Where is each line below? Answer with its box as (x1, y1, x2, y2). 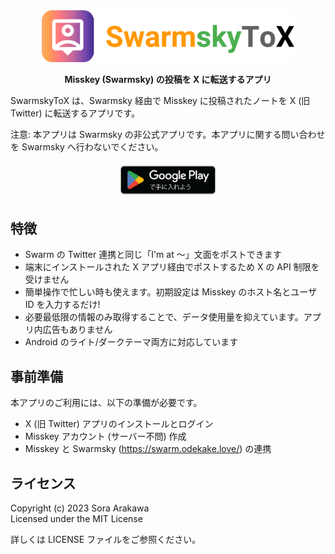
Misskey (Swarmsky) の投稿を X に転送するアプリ (64, 74, 272, 86)
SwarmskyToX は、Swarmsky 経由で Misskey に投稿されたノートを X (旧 (10, 95, 311, 107)
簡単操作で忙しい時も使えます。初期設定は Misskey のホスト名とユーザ (24, 286, 317, 298)
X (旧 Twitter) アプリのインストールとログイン (24, 418, 214, 430)
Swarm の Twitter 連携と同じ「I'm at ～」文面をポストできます (24, 249, 282, 261)
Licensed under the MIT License (10, 513, 143, 525)
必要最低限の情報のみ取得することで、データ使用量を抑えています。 (24, 311, 304, 323)
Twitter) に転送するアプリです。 (10, 107, 141, 119)
